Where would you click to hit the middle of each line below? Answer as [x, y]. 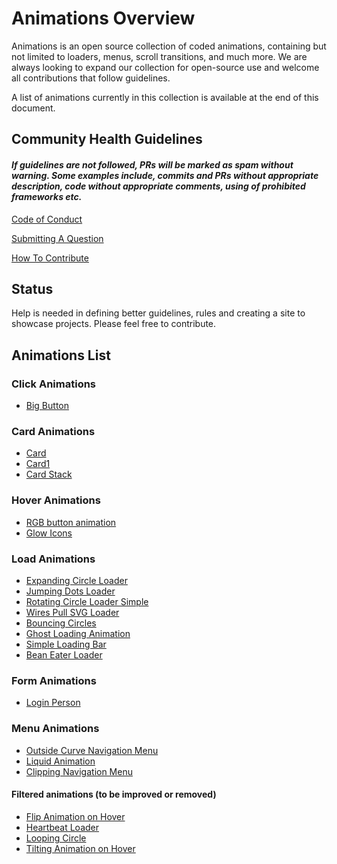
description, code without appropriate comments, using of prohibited [158, 186]
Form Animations [54, 680]
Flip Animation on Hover [75, 816]
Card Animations [53, 431]
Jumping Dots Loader [70, 591]
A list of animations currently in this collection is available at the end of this [165, 97]
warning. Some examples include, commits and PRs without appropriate [165, 175]
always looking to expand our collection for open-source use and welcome [165, 67]
